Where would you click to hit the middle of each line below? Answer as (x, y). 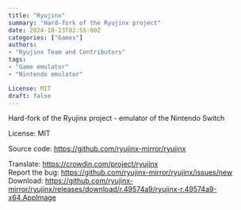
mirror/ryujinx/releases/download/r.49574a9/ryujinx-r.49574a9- (113, 189)
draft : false (30, 96)
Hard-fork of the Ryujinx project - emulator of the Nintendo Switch (117, 118)
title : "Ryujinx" (37, 15)
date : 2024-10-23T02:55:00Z (55, 30)
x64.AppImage (33, 197)
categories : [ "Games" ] (46, 37)
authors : (23, 45)
